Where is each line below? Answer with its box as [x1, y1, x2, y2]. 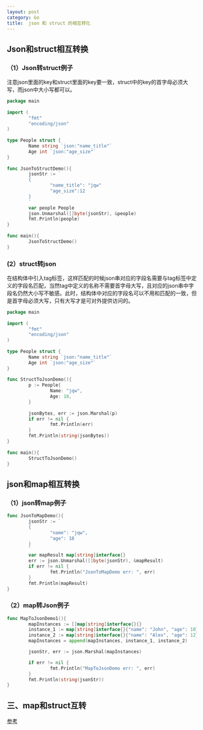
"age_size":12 [49, 188, 86, 194]
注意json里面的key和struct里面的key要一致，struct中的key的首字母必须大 [7, 79, 189, 86]
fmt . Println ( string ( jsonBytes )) [28, 433, 110, 439]
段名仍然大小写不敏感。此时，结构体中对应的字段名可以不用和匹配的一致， [7, 289, 192, 297]
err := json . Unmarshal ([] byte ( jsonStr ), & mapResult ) [28, 558, 164, 564]
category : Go [7, 15, 40, 21]
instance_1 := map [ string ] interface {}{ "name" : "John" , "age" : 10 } [28, 627, 199, 633]
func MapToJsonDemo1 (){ [7, 615, 67, 621]
